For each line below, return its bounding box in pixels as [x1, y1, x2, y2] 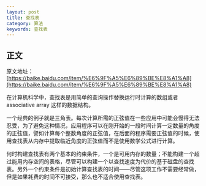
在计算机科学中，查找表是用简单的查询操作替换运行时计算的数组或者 [6, 94, 178, 101]
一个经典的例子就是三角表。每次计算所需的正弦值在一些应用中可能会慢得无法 [6, 114, 200, 122]
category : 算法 [6, 20, 44, 26]
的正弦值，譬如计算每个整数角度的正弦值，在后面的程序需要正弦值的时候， [6, 130, 194, 137]
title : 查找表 [6, 15, 40, 21]
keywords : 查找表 [6, 26, 48, 32]
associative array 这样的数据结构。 [6, 102, 94, 109]
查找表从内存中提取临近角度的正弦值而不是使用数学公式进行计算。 [11, 137, 178, 144]
